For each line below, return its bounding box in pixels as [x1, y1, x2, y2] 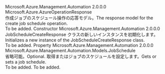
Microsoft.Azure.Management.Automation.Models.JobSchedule [5, 48, 136, 53]
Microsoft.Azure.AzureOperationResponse [5, 9, 92, 15]
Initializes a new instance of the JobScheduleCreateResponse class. [5, 37, 145, 43]
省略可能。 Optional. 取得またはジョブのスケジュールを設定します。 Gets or [5, 53, 157, 59]
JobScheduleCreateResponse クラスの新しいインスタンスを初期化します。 [5, 32, 158, 37]
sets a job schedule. [5, 59, 46, 65]
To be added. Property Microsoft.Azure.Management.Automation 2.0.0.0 [5, 42, 154, 48]
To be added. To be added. [5, 64, 61, 70]
